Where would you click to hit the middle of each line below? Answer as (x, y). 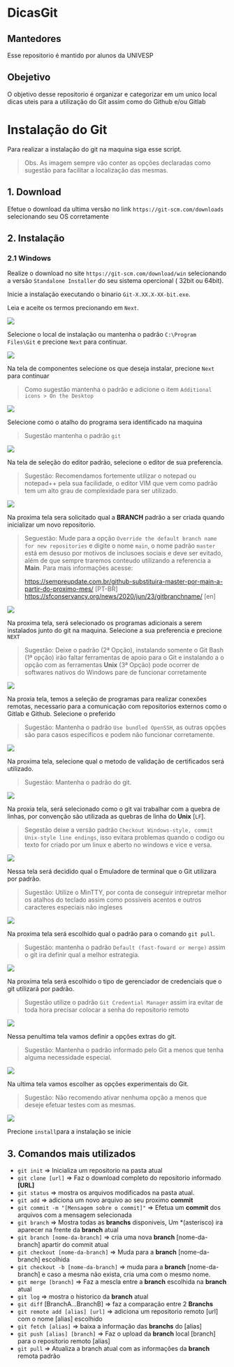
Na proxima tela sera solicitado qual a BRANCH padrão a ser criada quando (116, 518)
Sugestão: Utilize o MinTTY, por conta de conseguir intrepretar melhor (125, 893)
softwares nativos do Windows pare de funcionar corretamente (116, 673)
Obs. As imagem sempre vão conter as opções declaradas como (117, 163)
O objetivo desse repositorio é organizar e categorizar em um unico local (112, 94)
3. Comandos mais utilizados (72, 1154)
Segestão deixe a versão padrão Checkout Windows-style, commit (119, 830)
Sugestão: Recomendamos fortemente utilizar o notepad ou (110, 476)
